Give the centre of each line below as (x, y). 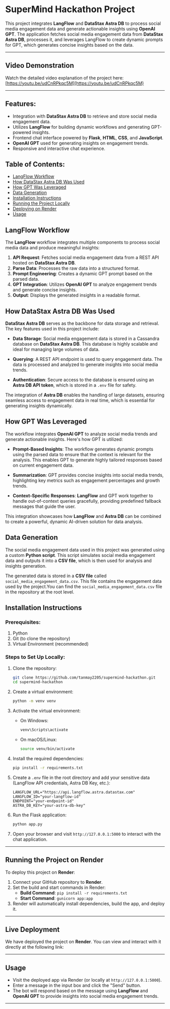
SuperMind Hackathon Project (70, 9)
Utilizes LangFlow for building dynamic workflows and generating (81, 127)
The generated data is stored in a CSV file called (56, 576)
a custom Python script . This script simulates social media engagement (80, 555)
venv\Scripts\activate (44, 730)
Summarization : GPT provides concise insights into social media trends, (88, 475)
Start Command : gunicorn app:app (57, 898)
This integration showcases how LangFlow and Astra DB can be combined (83, 516)
